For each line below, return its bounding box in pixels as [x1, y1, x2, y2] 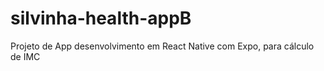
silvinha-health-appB [10, 7, 192, 30]
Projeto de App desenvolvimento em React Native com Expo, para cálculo [10, 40, 315, 52]
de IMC [10, 50, 41, 62]
